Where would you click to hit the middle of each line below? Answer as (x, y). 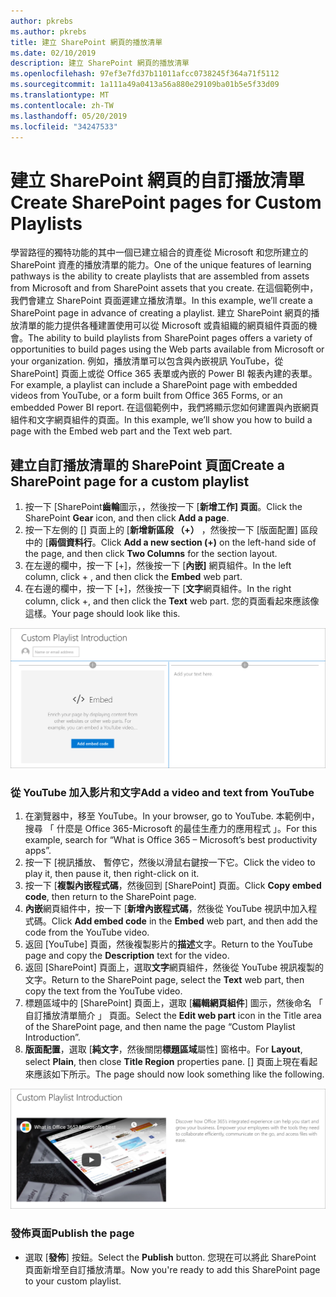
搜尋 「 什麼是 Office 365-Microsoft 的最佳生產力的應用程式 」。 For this (171, 829)
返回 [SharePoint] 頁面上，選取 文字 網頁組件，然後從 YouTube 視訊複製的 (174, 967)
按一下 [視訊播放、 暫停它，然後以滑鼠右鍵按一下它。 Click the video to (170, 862)
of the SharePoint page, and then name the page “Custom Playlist (160, 1027)
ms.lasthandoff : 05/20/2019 (69, 116)
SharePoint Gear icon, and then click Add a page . (127, 518)
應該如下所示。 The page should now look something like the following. (179, 1074)
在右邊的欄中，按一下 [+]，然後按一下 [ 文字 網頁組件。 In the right (158, 589)
